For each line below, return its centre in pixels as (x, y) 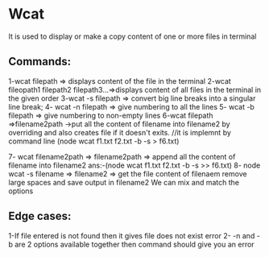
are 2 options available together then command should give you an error (135, 244)
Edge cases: (40, 216)
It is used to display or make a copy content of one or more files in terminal (132, 36)
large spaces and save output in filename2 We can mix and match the (124, 182)
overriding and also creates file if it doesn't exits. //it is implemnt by (120, 132)
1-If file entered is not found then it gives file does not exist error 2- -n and (132, 235)
